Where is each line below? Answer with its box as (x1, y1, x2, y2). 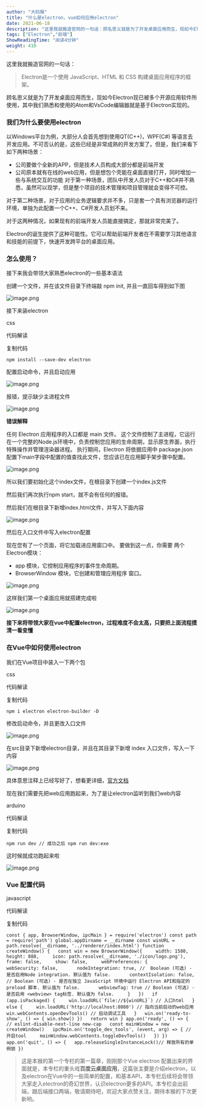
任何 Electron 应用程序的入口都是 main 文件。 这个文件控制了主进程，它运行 (6, 431, 195, 438)
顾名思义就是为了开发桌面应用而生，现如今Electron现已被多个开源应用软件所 (6, 94, 197, 101)
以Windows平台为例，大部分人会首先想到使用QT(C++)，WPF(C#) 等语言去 (6, 133, 193, 140)
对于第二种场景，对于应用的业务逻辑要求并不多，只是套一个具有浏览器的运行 (6, 197, 198, 204)
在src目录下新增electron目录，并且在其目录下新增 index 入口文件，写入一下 (6, 744, 195, 752)
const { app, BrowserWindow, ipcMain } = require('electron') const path (6, 932, 197, 938)
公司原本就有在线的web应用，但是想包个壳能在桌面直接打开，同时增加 (15, 168, 191, 176)
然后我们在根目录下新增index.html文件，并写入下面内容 (6, 504, 144, 511)
